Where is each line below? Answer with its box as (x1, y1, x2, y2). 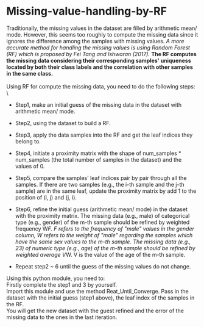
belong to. (15, 137, 41, 145)
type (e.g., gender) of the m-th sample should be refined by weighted (15, 218, 190, 226)
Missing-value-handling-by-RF (6, 4, 167, 18)
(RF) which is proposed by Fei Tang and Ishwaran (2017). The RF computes (6, 50, 197, 57)
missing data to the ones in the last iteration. (6, 313, 118, 321)
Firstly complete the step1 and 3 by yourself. (6, 281, 118, 288)
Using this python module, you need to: (6, 275, 105, 282)
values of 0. (15, 162, 45, 170)
